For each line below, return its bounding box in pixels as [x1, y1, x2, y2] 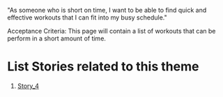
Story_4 [17, 82, 40, 90]
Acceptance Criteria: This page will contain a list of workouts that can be [7, 27, 216, 35]
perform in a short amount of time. [7, 34, 107, 43]
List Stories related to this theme [7, 59, 199, 75]
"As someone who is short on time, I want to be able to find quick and [7, 6, 207, 14]
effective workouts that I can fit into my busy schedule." [7, 13, 167, 22]
